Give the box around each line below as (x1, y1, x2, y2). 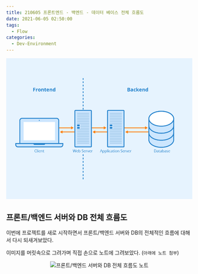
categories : (6, 34, 35, 41)
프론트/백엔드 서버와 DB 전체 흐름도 (6, 212, 128, 222)
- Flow (11, 28, 28, 34)
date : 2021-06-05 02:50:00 (6, 15, 73, 22)
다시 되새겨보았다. (12, 237, 54, 244)
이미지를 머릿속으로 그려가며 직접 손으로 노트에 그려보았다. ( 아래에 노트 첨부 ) (6, 249, 179, 256)
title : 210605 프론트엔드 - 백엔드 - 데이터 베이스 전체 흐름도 (6, 9, 144, 15)
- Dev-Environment (11, 41, 57, 47)
